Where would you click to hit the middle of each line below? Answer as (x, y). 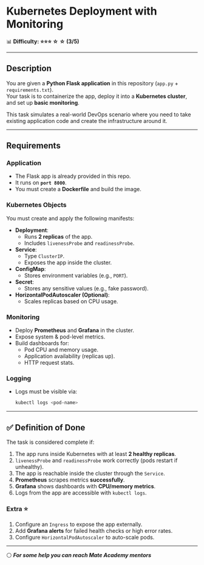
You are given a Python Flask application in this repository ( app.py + (92, 83)
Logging (19, 378)
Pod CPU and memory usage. (61, 350)
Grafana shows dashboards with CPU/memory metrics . (85, 486)
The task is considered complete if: (50, 442)
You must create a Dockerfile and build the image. (78, 189)
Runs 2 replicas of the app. (58, 236)
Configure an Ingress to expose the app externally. (79, 524)
